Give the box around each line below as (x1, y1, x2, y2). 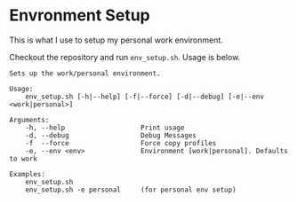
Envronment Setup (9, 5, 150, 26)
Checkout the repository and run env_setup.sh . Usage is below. (9, 51, 241, 62)
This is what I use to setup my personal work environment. (9, 35, 224, 45)
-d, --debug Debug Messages (25, 130, 197, 140)
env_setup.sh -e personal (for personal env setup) (25, 185, 237, 194)
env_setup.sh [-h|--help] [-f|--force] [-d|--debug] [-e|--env (25, 92, 265, 101)
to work (9, 154, 38, 163)
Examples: (9, 169, 46, 178)
